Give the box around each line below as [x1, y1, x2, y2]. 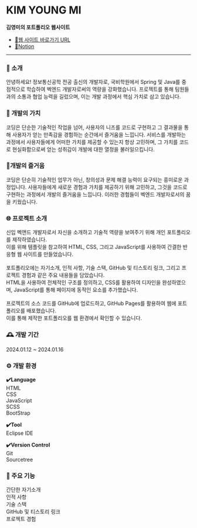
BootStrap [6, 409, 30, 417]
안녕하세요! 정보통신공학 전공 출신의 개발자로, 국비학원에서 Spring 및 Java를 [6, 79, 181, 86]
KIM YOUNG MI [6, 4, 81, 17]
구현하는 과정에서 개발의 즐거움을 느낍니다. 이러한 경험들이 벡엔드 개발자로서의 [6, 191, 185, 198]
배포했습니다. [26, 307, 57, 314]
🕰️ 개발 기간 [6, 331, 39, 339]
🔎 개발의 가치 [6, 109, 41, 117]
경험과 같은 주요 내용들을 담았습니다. [21, 272, 105, 279]
